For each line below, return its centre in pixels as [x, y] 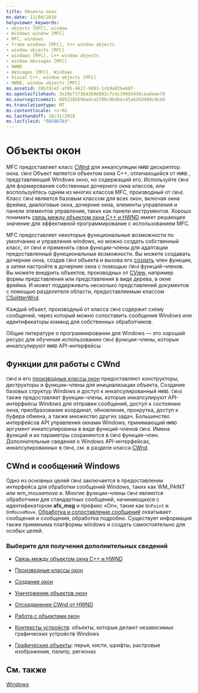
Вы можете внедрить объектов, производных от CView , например [90, 273]
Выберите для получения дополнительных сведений [87, 546]
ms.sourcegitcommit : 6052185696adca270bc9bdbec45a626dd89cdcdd [86, 99]
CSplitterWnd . [23, 298]
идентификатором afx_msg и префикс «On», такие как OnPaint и [87, 505]
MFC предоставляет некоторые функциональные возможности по [90, 235]
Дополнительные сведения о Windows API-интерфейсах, [78, 441]
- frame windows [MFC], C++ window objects [61, 45]
